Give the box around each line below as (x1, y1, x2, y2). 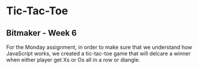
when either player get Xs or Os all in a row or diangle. (6, 57, 140, 63)
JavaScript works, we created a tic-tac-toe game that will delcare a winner (6, 50, 191, 57)
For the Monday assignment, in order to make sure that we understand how (6, 43, 193, 51)
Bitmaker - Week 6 (6, 28, 77, 38)
